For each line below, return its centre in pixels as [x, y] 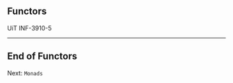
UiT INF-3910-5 [29, 28]
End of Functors [42, 56]
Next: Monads [25, 73]
